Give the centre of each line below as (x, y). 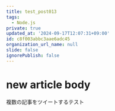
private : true (24, 28)
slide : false (22, 50)
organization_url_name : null (42, 45)
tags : (13, 17)
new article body (48, 85)
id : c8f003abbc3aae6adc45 (38, 39)
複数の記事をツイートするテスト (45, 102)
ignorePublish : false (33, 56)
